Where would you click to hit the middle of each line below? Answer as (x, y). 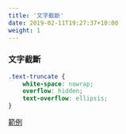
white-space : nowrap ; (58, 84)
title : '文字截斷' (36, 15)
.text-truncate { (37, 76)
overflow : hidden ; (53, 91)
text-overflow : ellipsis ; (65, 99)
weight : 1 (25, 30)
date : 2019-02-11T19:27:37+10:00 (63, 23)
